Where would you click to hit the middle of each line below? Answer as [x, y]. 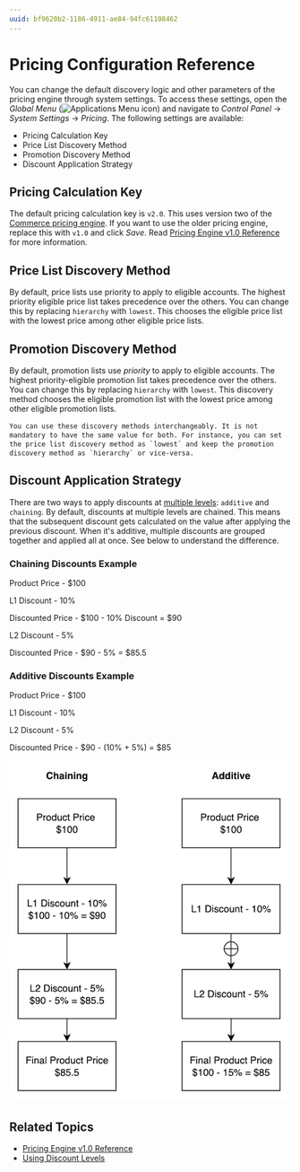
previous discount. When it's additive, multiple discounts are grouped [137, 530]
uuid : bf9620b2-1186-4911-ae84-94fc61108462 [94, 19]
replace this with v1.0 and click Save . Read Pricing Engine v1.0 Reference [145, 232]
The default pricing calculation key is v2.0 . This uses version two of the [141, 214]
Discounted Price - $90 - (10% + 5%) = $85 [90, 748]
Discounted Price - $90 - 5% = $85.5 [78, 653]
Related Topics [51, 1127]
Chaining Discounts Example [73, 564]
